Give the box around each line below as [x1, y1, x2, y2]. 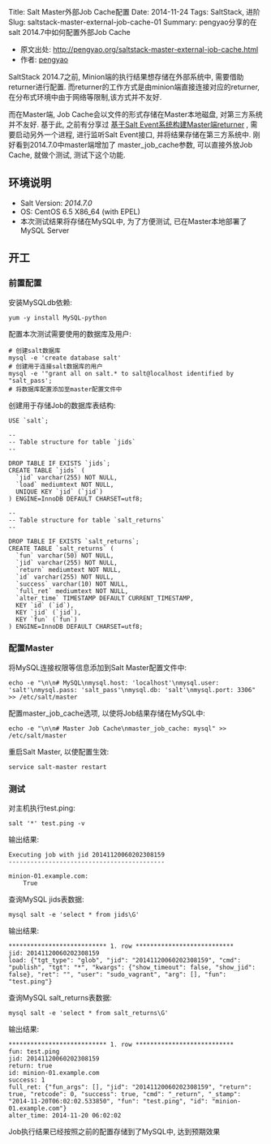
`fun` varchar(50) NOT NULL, [15, 551, 114, 560]
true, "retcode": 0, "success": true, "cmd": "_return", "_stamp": [8, 1090, 242, 1099]
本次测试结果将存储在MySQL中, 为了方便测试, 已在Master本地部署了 [19, 216, 247, 226]
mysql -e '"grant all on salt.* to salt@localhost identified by [8, 369, 234, 377]
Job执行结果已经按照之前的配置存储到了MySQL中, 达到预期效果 [8, 1127, 221, 1137]
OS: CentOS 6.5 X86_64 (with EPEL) [19, 206, 140, 217]
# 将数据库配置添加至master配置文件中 [8, 385, 123, 394]
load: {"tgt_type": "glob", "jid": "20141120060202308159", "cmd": [8, 957, 242, 965]
